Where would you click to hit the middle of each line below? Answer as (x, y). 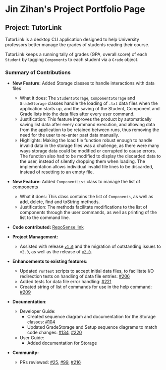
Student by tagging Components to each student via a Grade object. (72, 60)
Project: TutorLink (33, 28)
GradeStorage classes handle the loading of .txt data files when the (89, 103)
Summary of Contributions (38, 72)
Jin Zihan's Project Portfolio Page (75, 9)
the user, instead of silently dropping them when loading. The (82, 161)
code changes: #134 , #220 (55, 333)
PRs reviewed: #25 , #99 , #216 (50, 362)
